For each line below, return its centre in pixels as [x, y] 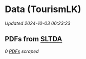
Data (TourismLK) [43, 9]
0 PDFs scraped [22, 51]
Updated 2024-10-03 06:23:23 [38, 23]
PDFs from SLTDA [34, 39]
